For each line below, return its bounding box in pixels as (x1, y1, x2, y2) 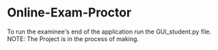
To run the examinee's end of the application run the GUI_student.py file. (7, 27, 212, 36)
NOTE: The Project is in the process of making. (7, 34, 139, 42)
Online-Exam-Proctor (7, 5, 132, 21)
